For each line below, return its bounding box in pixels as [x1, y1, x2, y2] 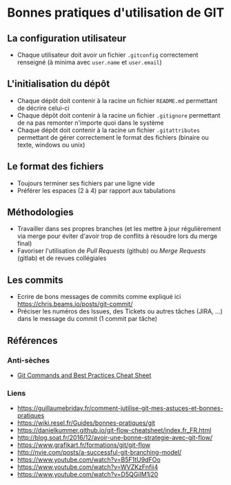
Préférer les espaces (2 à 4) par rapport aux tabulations [17, 186, 176, 194]
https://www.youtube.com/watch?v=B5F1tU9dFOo [17, 455, 161, 464]
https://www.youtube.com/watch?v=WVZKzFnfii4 [17, 463, 159, 471]
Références [7, 334, 58, 347]
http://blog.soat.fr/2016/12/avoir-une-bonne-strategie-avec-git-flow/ [17, 434, 212, 442]
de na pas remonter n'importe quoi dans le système [17, 118, 164, 127]
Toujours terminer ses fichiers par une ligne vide [17, 179, 155, 187]
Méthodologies [7, 206, 74, 219]
